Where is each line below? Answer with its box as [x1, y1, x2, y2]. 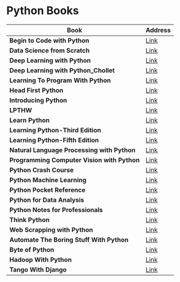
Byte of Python [9, 245, 54, 254]
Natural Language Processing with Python [9, 145, 136, 154]
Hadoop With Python [9, 255, 72, 264]
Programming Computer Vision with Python [9, 156, 140, 164]
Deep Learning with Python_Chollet [9, 66, 115, 74]
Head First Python [9, 86, 64, 94]
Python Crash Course [9, 166, 74, 174]
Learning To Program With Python [9, 76, 111, 85]
